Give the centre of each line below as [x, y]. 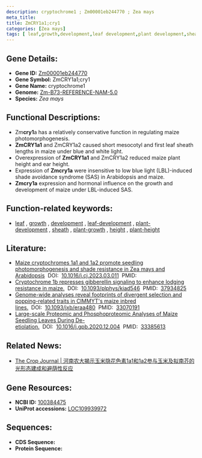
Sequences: [29, 428]
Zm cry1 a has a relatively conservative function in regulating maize [97, 132]
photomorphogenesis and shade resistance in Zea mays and [90, 269]
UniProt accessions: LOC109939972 [61, 409]
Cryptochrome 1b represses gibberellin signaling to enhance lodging [99, 282]
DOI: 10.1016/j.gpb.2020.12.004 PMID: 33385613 [104, 327]
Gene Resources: [39, 388]
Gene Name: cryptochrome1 [50, 85]
